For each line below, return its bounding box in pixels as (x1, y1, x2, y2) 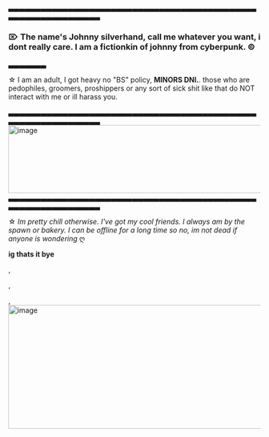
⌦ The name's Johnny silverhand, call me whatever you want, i (8, 31, 261, 42)
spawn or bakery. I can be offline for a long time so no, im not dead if (8, 225, 238, 235)
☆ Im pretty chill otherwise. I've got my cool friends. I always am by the (8, 216, 246, 227)
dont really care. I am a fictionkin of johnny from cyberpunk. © (8, 41, 255, 52)
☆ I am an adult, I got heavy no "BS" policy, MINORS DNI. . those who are (8, 75, 251, 85)
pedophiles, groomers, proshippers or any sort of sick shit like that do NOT (8, 83, 255, 93)
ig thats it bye (8, 249, 54, 259)
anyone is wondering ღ (8, 234, 86, 244)
